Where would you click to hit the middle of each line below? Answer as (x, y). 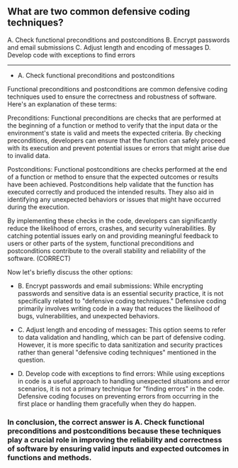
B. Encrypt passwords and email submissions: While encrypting (110, 286)
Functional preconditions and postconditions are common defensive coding (118, 89)
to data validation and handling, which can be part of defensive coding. (121, 337)
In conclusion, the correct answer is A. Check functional (106, 422)
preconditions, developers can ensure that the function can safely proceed (117, 140)
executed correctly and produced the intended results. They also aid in (111, 191)
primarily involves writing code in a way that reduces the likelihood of (119, 308)
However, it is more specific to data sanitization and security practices (120, 345)
